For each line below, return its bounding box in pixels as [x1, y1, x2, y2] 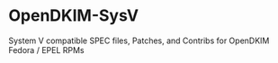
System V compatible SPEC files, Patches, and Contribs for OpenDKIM [8, 35, 270, 46]
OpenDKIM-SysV [8, 5, 139, 26]
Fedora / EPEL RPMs [8, 44, 85, 55]
